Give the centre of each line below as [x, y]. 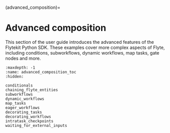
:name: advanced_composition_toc [41, 72]
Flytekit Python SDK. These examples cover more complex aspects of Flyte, [85, 47]
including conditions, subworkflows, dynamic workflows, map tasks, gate [82, 52]
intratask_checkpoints [29, 121]
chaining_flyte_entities [32, 90]
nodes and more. [23, 58]
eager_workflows [22, 108]
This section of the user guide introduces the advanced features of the [80, 42]
